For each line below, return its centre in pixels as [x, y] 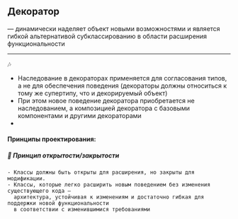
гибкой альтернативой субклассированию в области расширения [107, 36]
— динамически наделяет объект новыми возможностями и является [114, 28]
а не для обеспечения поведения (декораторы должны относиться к [122, 85]
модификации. [27, 179]
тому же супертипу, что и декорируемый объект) [92, 93]
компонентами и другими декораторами [79, 115]
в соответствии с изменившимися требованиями [82, 210]
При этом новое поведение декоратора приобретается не [106, 100]
